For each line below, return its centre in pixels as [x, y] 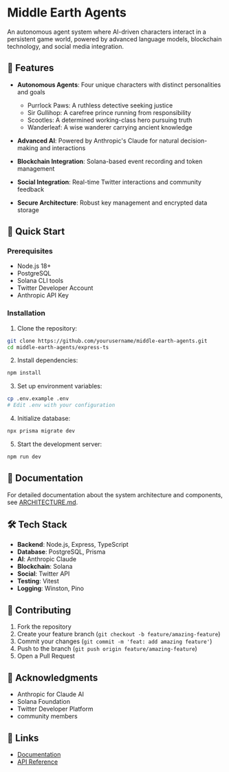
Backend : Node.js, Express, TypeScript [73, 545]
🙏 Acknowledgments [53, 677]
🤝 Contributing [39, 610]
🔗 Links [23, 738]
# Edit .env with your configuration [61, 405]
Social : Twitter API [43, 574]
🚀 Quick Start [36, 232]
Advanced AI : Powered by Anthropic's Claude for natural [98, 140]
